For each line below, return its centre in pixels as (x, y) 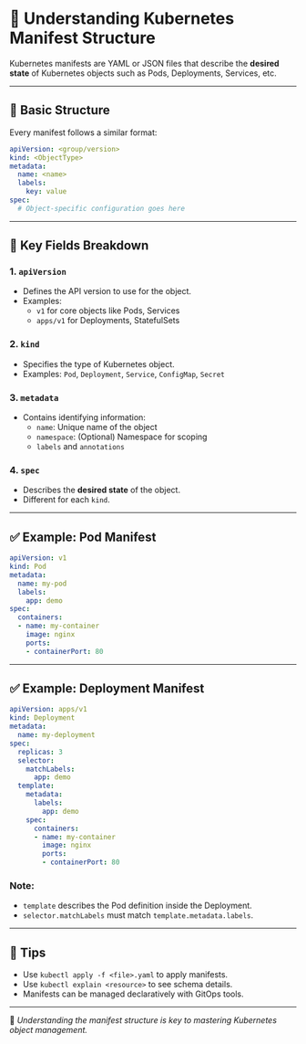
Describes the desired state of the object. (101, 490)
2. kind (25, 344)
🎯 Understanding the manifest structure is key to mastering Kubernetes (143, 1020)
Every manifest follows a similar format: (83, 132)
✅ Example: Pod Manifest (83, 537)
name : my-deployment (56, 735)
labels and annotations (80, 447)
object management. (49, 1030)
